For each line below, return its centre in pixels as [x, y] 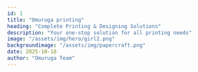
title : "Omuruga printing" [46, 20]
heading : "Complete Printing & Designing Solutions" [84, 26]
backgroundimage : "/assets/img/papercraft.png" [77, 45]
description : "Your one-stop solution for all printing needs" [100, 33]
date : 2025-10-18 [32, 52]
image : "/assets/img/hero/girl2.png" [61, 39]
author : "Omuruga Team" [41, 58]
